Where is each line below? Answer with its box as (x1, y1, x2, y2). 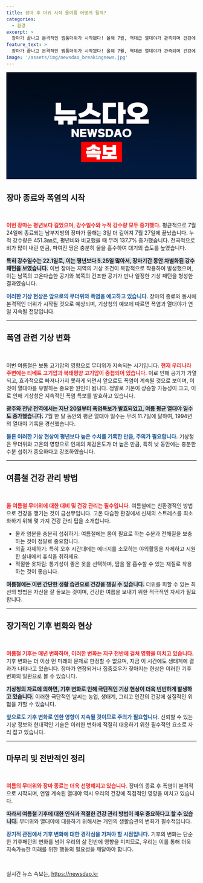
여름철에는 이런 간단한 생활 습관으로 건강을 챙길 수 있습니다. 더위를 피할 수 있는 (6, 581, 190, 588)
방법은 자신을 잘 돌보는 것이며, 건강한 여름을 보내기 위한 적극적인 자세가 (17, 588, 185, 595)
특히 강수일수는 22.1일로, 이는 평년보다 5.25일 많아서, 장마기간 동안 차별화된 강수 (6, 257, 195, 264)
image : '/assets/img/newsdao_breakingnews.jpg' (6, 54, 129, 60)
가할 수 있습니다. (17, 700, 56, 708)
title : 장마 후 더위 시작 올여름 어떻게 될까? (6, 10, 107, 16)
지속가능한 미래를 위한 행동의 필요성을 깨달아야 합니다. (6, 846, 134, 853)
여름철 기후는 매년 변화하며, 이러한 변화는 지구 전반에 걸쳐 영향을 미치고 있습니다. (6, 650, 195, 657)
